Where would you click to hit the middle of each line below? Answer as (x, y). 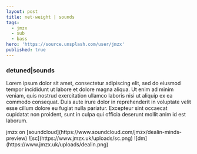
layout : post (22, 11)
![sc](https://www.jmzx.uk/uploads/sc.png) (81, 138)
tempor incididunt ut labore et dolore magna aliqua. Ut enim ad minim (90, 89)
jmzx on (16, 132)
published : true (26, 50)
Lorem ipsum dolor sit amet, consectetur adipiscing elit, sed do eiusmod (94, 83)
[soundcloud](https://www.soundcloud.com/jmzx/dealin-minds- (104, 132)
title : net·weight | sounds (41, 17)
